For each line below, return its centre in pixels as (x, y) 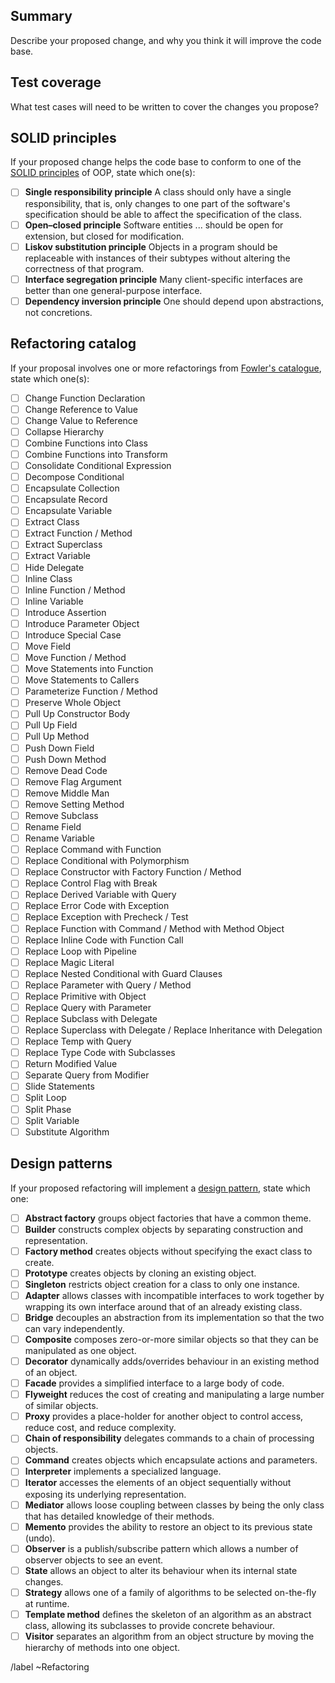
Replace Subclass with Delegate (91, 1018)
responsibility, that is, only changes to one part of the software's (157, 203)
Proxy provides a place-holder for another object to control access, (164, 1416)
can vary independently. (74, 1328)
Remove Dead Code (66, 770)
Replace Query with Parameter (88, 1007)
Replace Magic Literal (69, 962)
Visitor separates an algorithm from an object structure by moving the (169, 1636)
